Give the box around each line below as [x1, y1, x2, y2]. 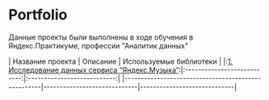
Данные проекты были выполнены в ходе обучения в [8, 32, 194, 42]
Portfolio [8, 6, 68, 24]
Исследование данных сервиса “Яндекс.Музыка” [8, 65, 179, 74]
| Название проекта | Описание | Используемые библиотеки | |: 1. [8, 56, 233, 66]
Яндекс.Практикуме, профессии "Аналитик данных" [8, 40, 188, 50]
